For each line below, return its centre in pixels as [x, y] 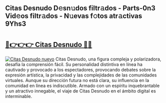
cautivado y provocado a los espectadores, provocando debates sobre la [80, 70]
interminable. [19, 96]
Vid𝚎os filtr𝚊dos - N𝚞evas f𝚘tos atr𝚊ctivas [74, 16]
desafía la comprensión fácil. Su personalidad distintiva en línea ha [74, 64]
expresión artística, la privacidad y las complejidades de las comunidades [81, 75]
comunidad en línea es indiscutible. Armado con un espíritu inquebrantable [82, 85]
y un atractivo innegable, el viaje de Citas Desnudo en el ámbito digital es [80, 91]
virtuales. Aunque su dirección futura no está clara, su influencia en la [77, 80]
